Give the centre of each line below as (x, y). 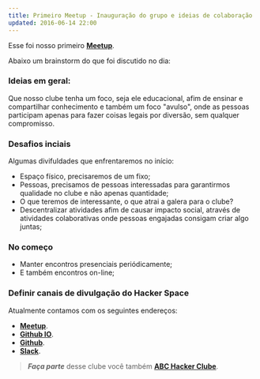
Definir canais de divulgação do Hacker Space (99, 293)
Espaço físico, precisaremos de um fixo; (85, 176)
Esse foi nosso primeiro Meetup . (61, 45)
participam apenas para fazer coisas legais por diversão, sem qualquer (124, 114)
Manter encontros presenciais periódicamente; (96, 265)
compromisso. (32, 123)
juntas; (30, 227)
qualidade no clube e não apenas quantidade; (94, 193)
